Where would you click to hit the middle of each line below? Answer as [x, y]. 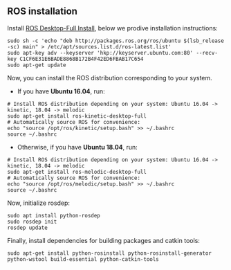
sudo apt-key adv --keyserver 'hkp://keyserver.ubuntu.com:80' [100, 53]
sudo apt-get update [37, 65]
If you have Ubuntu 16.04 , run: [61, 91]
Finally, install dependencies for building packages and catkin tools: [104, 240]
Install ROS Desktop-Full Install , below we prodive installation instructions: [112, 28]
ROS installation [43, 11]
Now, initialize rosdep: [39, 203]
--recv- [207, 53]
